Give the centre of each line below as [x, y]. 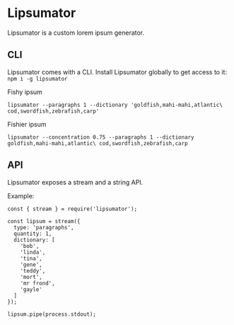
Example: [21, 195]
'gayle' [31, 289]
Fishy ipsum [25, 92]
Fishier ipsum [27, 124]
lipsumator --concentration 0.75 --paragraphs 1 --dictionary [101, 137]
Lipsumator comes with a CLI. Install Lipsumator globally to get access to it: [117, 72]
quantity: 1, [33, 234]
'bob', [30, 246]
